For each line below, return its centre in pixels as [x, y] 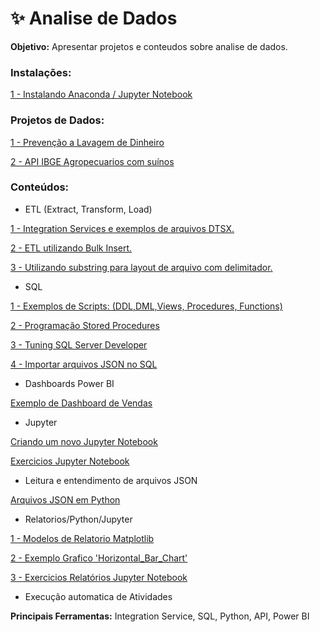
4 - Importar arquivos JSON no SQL [84, 364]
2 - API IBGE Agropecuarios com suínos [92, 161]
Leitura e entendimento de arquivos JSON [111, 480]
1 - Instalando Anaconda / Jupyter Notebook [101, 94]
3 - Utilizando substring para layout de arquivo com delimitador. [141, 267]
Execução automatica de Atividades [98, 596]
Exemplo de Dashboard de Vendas [81, 403]
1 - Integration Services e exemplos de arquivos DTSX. [122, 228]
